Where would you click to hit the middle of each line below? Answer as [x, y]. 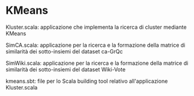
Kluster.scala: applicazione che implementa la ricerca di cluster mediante [96, 27]
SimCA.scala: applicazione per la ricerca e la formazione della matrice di [95, 45]
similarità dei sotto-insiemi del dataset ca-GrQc [64, 51]
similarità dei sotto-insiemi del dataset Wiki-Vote [66, 69]
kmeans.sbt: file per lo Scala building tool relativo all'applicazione [87, 81]
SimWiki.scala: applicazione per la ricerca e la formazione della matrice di [97, 63]
